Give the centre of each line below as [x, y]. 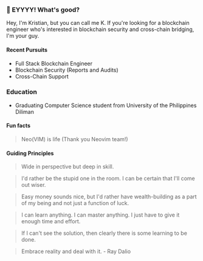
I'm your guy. [23, 36]
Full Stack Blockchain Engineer [54, 63]
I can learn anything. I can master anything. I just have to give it [100, 215]
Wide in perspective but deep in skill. [67, 167]
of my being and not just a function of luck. [75, 203]
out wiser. [33, 185]
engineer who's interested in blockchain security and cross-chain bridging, [100, 29]
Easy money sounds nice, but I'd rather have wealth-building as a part [109, 197]
